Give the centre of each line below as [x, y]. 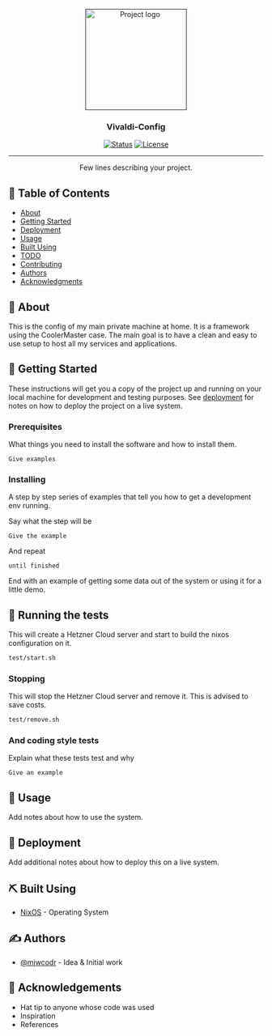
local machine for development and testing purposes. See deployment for [131, 397]
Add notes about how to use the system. [76, 817]
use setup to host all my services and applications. [93, 343]
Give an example [36, 773]
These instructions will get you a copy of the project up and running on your [135, 388]
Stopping [27, 678]
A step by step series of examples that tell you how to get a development [130, 497]
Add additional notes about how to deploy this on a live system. [114, 862]
